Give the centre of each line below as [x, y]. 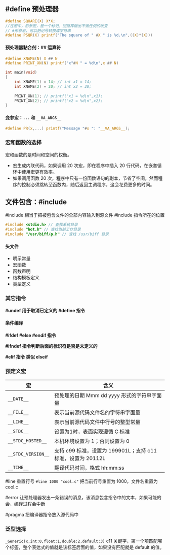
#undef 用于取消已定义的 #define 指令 [45, 310]
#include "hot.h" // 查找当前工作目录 [43, 230]
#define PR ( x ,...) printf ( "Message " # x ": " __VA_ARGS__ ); [68, 128]
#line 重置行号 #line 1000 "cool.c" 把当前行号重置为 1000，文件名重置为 [82, 481]
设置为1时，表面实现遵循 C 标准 [92, 432]
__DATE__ [18, 399]
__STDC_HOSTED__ [27, 441]
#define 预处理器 [32, 9]
